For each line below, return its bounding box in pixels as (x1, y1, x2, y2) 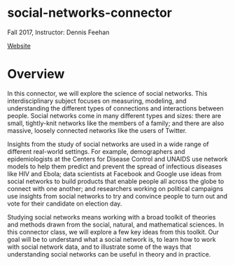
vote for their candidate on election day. (7, 199, 122, 208)
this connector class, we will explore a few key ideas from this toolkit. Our (7, 227, 219, 236)
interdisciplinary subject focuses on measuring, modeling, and (7, 96, 187, 105)
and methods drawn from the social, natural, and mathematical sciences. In (7, 220, 225, 229)
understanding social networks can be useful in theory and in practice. (7, 250, 211, 258)
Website (7, 41, 31, 50)
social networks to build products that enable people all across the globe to (7, 177, 225, 185)
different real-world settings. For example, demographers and (7, 147, 185, 155)
